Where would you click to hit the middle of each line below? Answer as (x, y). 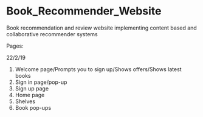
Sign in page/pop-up (41, 82)
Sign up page (32, 88)
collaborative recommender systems (52, 34)
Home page (30, 95)
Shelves (25, 101)
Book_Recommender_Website (84, 11)
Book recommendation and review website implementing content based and (102, 28)
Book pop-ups (33, 107)
